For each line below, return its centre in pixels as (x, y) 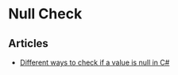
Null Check (45, 14)
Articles (29, 43)
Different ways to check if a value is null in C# (95, 62)
